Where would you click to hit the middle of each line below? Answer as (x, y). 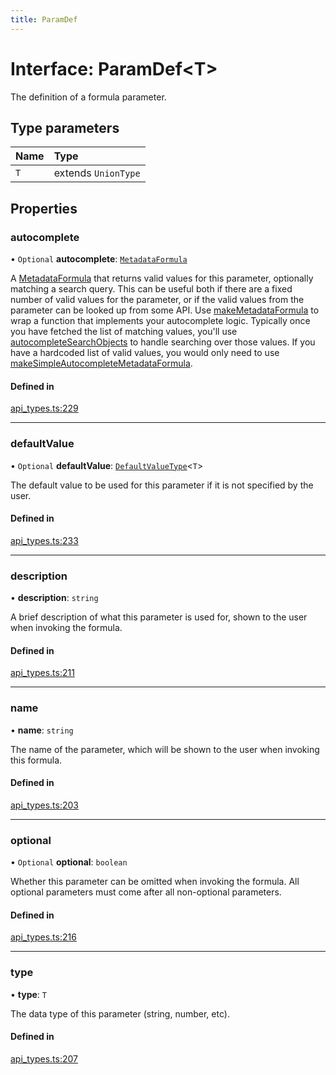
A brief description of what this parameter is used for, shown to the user (159, 617)
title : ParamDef (44, 19)
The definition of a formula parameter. (88, 97)
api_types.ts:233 (44, 540)
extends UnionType (97, 173)
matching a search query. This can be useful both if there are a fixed (151, 289)
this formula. (36, 760)
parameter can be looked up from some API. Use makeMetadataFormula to (165, 310)
